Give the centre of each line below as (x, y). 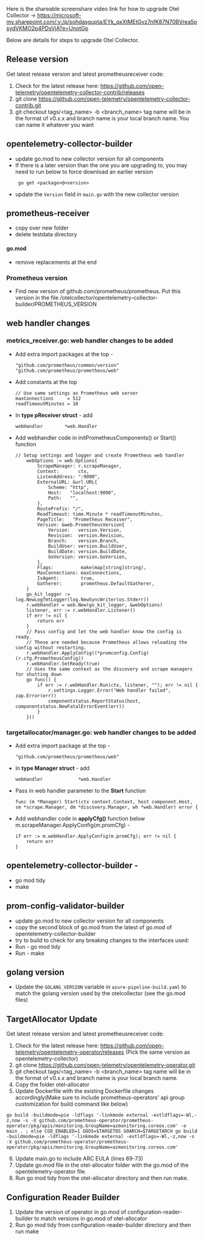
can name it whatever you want (55, 125)
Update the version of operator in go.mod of (71, 1212)
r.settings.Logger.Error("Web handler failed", (109, 690)
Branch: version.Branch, (83, 541)
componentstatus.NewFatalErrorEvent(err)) (70, 706)
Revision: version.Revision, (86, 535)
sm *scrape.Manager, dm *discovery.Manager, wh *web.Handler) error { (107, 807)
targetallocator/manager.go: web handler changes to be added (101, 732)
